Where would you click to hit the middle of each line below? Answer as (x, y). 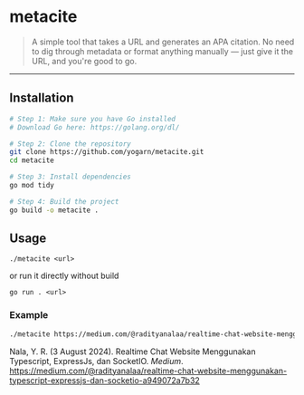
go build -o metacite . (54, 210)
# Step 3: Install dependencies (70, 177)
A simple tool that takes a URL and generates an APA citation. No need (163, 42)
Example (29, 315)
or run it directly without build (64, 276)
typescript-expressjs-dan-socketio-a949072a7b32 (105, 380)
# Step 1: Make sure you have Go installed (93, 119)
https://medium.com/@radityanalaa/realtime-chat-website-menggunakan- (148, 371)
